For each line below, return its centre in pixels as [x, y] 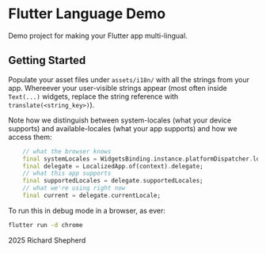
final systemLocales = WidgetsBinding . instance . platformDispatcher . [138, 159]
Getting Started [47, 60]
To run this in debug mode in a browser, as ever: [87, 210]
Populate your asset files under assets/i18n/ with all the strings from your [129, 79]
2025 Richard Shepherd [47, 240]
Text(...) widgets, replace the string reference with [93, 96]
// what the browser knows [67, 151]
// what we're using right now [74, 188]
